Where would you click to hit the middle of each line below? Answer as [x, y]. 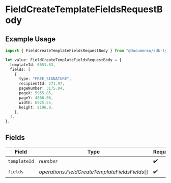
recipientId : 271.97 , [42, 84]
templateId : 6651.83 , [33, 65]
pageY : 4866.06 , [36, 98]
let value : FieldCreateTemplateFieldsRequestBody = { [64, 60]
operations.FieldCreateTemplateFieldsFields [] [94, 172]
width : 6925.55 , [36, 102]
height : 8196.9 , [36, 107]
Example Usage [31, 39]
